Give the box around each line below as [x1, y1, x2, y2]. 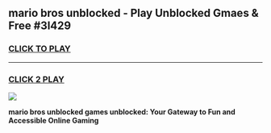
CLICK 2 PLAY [8, 73, 65, 85]
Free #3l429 [8, 19, 71, 33]
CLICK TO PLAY [8, 44, 71, 55]
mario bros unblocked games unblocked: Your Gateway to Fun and [8, 106, 236, 116]
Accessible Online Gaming [8, 115, 99, 125]
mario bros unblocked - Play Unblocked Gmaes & [8, 6, 260, 20]
